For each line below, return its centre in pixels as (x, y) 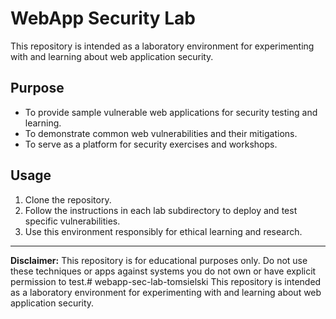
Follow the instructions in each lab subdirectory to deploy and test (161, 210)
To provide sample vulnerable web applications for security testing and (171, 112)
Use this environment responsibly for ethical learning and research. (163, 231)
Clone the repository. (68, 199)
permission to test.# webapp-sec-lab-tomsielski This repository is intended (166, 281)
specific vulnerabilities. (72, 221)
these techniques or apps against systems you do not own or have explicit (163, 271)
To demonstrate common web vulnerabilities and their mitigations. (161, 133)
